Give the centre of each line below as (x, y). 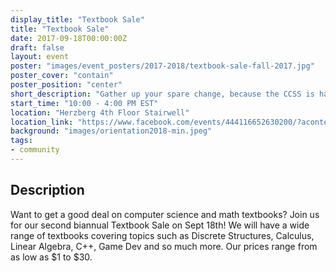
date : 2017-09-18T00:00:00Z (69, 38)
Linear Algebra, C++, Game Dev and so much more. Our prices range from (164, 246)
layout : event (40, 57)
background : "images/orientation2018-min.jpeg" (111, 131)
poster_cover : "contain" (62, 76)
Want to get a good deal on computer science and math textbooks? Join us (165, 214)
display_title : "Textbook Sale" (77, 19)
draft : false (37, 47)
